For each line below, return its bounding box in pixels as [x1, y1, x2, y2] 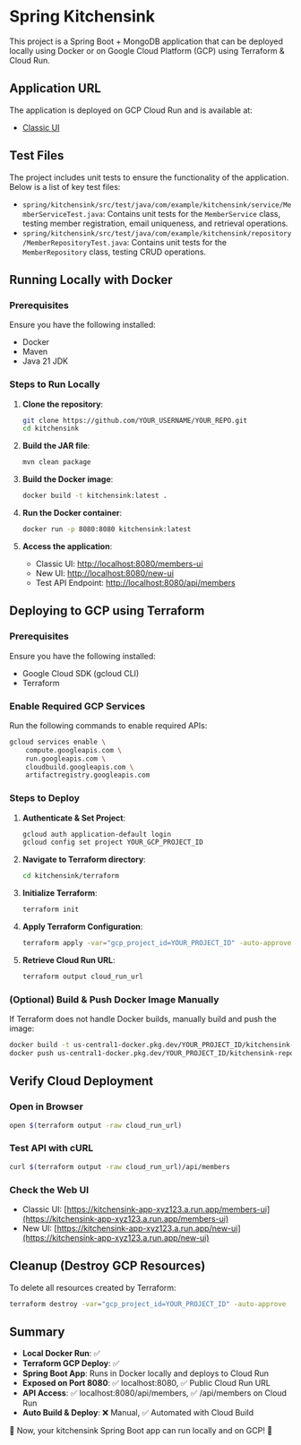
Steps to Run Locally [9, 378, 100, 391]
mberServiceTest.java [21, 210, 103, 219]
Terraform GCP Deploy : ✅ [21, 1358, 120, 1369]
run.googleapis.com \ [25, 754, 106, 763]
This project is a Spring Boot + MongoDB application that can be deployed [9, 36, 284, 47]
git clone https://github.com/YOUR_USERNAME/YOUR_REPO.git [21, 416, 248, 425]
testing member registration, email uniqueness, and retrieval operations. [21, 218, 288, 228]
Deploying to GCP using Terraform [9, 603, 205, 619]
